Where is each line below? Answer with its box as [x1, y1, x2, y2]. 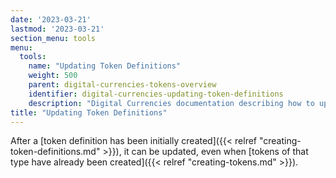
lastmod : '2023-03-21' [10, 24, 105, 34]
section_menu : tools [10, 33, 97, 43]
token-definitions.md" [10, 146, 101, 158]
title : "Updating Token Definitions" [10, 107, 168, 118]
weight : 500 [28, 71, 78, 81]
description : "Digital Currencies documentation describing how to [28, 98, 315, 108]
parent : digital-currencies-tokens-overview [28, 80, 217, 90]
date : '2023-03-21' [10, 14, 92, 25]
